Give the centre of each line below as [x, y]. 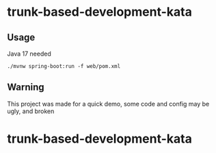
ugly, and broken [31, 111]
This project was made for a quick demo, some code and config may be [108, 104]
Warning [26, 87]
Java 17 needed [29, 54]
